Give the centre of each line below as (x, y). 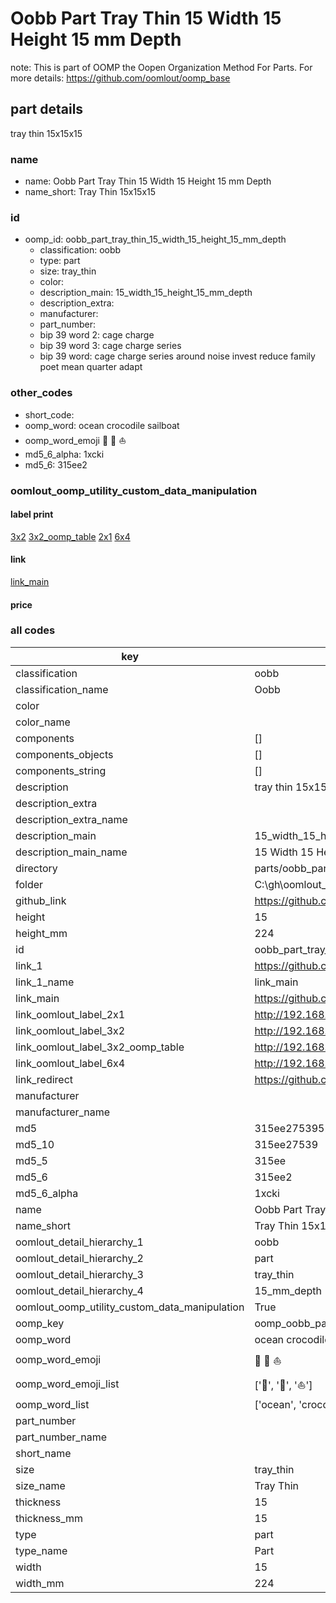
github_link (41, 900)
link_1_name (45, 982)
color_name (43, 722)
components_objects (64, 754)
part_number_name (61, 1437)
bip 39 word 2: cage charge (97, 335)
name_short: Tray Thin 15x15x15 (90, 192)
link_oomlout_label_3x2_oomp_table (100, 1047)
